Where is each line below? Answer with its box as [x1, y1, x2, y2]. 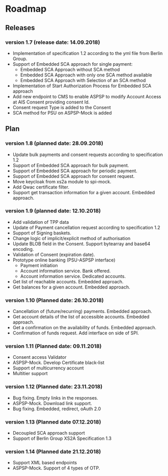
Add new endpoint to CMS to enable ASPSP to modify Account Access [12, 93, 161, 99]
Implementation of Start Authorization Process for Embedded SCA [12, 83, 152, 89]
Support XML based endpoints [12, 460, 77, 466]
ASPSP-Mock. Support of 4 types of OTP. [12, 465, 100, 471]
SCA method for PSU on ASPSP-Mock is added [12, 110, 112, 116]
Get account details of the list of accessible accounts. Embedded [12, 314, 150, 320]
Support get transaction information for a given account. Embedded [12, 189, 155, 195]
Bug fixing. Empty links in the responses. [12, 394, 98, 401]
